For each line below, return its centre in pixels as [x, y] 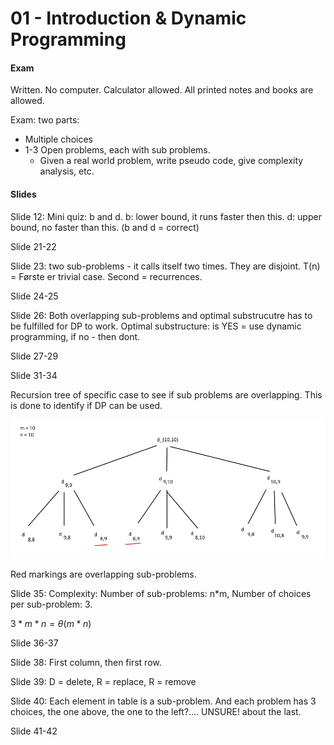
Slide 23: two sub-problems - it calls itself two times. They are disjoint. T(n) [165, 266]
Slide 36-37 [34, 643]
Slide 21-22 [33, 246]
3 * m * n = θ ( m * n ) [51, 623]
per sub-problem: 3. [51, 604]
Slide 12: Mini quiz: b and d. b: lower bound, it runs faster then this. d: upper [166, 216]
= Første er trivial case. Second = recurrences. [106, 276]
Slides [23, 194]
